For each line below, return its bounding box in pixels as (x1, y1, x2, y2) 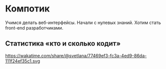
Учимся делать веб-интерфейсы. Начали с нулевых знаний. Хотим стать (5, 19, 161, 25)
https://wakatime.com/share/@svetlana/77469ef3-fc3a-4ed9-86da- (5, 52, 147, 58)
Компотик (5, 3, 50, 14)
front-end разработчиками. (5, 24, 64, 30)
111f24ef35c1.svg (5, 58, 40, 64)
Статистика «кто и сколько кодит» (5, 39, 121, 48)
